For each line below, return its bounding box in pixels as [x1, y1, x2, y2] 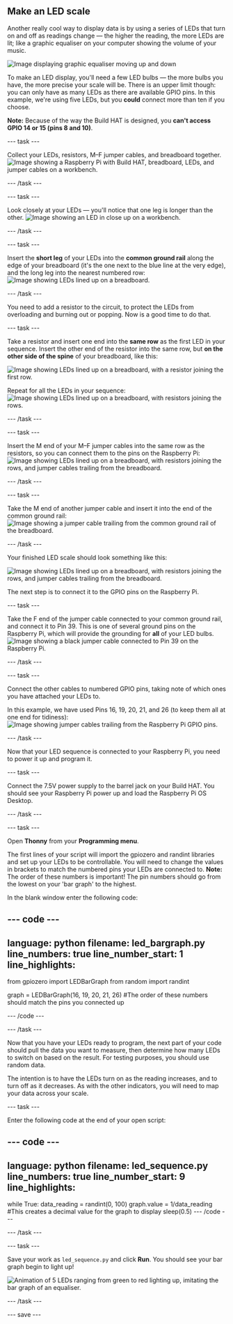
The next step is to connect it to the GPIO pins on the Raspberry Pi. [7, 587, 200, 596]
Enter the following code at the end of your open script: [7, 1116, 166, 1124]
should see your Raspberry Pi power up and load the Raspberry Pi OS [7, 789, 207, 797]
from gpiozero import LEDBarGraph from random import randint [7, 978, 190, 986]
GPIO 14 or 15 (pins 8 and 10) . [7, 123, 93, 131]
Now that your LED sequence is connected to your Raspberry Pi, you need [7, 747, 220, 756]
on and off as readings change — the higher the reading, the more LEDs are [7, 31, 225, 40]
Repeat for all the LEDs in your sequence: [7, 386, 126, 394]
